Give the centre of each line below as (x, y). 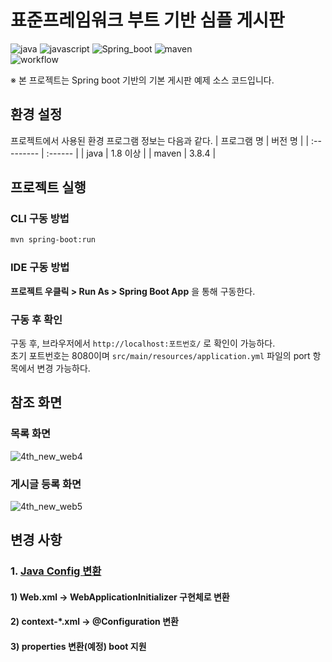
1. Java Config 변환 (56, 571)
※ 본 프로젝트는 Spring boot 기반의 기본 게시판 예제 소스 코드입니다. (142, 80)
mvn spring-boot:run (53, 240)
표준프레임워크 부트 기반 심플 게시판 (147, 20)
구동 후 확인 (36, 319)
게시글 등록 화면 (46, 484)
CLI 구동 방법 (40, 219)
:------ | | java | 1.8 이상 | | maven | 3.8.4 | (131, 153)
